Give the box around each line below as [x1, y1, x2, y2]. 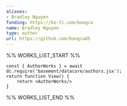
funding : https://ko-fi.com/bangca [6, 19, 93, 25]
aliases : [6, 8, 28, 15]
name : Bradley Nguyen [6, 25, 59, 31]
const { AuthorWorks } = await [6, 63, 83, 69]
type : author [6, 30, 38, 36]
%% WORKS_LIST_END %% [6, 94, 75, 101]
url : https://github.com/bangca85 [6, 36, 91, 42]
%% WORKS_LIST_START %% [6, 52, 81, 59]
